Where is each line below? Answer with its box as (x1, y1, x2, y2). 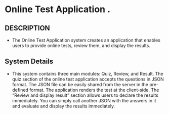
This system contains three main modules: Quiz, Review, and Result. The (12, 70, 163, 77)
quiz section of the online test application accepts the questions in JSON (12, 76, 164, 82)
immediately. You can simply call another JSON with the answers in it (12, 97, 156, 103)
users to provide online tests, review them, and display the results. (12, 43, 150, 49)
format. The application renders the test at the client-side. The (29, 87, 159, 93)
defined (12, 87, 29, 93)
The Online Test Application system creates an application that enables (12, 37, 160, 43)
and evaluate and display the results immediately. (12, 103, 115, 109)
